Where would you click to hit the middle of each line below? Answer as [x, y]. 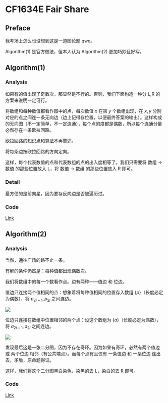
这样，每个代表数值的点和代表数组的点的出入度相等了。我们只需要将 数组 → [84, 162]
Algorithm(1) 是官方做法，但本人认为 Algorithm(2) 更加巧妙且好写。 [75, 51]
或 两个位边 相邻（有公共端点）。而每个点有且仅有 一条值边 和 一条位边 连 [81, 353]
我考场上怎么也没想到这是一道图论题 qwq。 [50, 41]
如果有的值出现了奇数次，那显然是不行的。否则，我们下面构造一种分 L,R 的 [83, 94]
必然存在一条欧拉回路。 [30, 130]
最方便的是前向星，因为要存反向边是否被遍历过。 [56, 193]
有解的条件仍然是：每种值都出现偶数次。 [47, 271]
